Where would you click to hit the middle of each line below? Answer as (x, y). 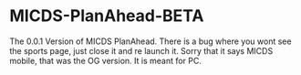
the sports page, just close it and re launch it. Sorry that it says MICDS (141, 50)
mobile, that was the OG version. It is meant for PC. (106, 60)
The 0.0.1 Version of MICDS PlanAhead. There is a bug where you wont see (150, 41)
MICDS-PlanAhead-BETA (107, 16)
